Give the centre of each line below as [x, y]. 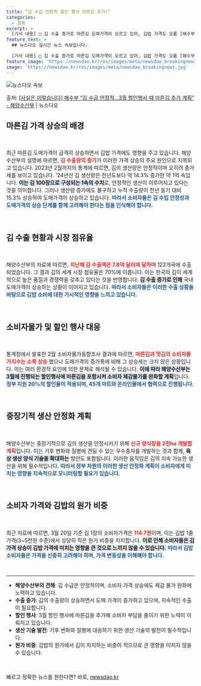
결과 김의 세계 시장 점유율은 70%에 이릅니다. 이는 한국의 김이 [111, 272]
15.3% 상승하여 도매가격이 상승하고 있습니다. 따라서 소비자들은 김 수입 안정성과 [98, 198]
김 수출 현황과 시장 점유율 [50, 237]
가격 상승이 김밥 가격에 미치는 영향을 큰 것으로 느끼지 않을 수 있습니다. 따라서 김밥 [100, 548]
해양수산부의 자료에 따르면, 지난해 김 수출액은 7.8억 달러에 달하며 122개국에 [93, 265]
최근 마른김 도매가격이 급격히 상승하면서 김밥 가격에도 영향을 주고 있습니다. [93, 153]
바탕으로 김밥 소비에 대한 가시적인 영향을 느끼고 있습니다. [72, 295]
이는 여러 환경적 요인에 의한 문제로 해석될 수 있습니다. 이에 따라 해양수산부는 [102, 369]
